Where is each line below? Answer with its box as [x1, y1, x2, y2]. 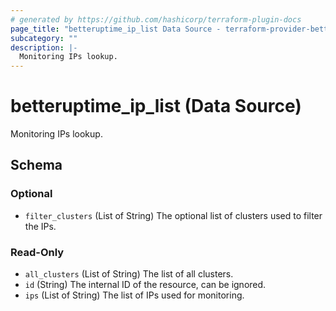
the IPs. [24, 220, 57, 232]
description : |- [10, 42, 78, 53]
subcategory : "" [10, 33, 78, 43]
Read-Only [10, 245, 65, 259]
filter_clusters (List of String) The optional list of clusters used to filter [24, 209, 323, 221]
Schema [10, 157, 63, 174]
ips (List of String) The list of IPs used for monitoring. [24, 289, 245, 301]
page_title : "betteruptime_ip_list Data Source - [10, 24, 222, 34]
